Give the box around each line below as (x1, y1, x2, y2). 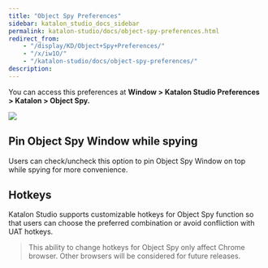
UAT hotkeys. (8, 227, 54, 236)
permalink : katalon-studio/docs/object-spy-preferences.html (8, 27, 220, 35)
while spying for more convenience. (8, 164, 128, 175)
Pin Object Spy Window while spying (8, 135, 198, 149)
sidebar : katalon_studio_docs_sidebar (8, 19, 140, 28)
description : (8, 65, 53, 73)
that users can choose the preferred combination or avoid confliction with (8, 218, 255, 228)
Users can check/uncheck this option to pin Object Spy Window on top (8, 156, 246, 166)
